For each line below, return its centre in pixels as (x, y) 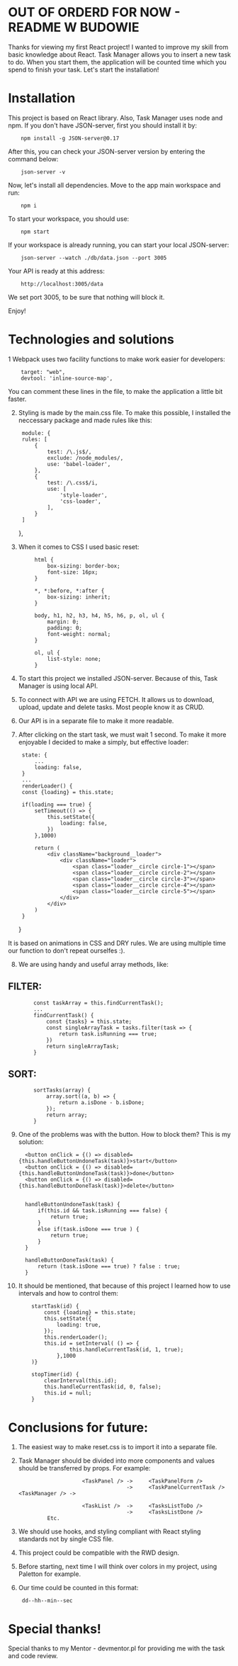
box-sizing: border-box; (84, 566)
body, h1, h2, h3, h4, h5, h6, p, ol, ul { (100, 616)
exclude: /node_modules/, (85, 458)
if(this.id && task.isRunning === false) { (103, 1211)
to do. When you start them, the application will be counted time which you (118, 62)
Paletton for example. (49, 1574)
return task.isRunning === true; (108, 1034)
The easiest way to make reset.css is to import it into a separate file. (118, 1447)
